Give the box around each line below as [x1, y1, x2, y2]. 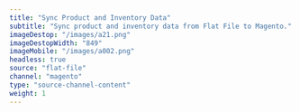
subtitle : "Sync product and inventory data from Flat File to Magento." [9, 22, 293, 31]
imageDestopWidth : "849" [9, 38, 103, 48]
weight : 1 [9, 89, 47, 98]
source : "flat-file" [9, 64, 87, 73]
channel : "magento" [9, 72, 83, 81]
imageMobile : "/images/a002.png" [9, 47, 135, 56]
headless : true [9, 55, 67, 64]
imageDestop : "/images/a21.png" [9, 30, 131, 39]
